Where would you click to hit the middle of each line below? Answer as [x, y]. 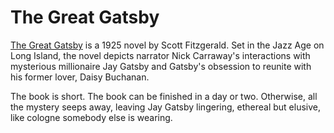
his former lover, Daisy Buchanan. [80, 77]
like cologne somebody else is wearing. [91, 117]
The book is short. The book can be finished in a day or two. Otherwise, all [164, 96]
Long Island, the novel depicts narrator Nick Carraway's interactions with [160, 55]
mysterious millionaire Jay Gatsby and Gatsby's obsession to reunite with [161, 66]
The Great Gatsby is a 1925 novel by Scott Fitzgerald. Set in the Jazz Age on [167, 45]
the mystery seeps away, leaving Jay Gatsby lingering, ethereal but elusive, [165, 107]
